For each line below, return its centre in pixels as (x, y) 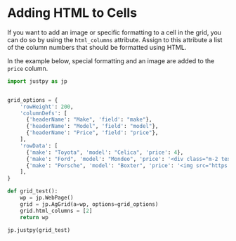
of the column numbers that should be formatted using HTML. (97, 47)
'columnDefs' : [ (44, 113)
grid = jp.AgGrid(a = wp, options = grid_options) (89, 204)
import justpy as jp (38, 81)
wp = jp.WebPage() (47, 198)
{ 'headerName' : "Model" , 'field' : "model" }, (92, 126)
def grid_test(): (33, 191)
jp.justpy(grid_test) (39, 230)
